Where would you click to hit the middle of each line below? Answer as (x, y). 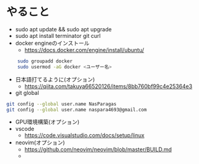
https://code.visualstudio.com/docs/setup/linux (84, 135)
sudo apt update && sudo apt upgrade (63, 29)
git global (27, 92)
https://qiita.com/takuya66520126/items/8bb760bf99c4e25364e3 (108, 86)
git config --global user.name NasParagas (61, 104)
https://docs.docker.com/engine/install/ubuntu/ (84, 50)
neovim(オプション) (40, 143)
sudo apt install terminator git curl (58, 35)
